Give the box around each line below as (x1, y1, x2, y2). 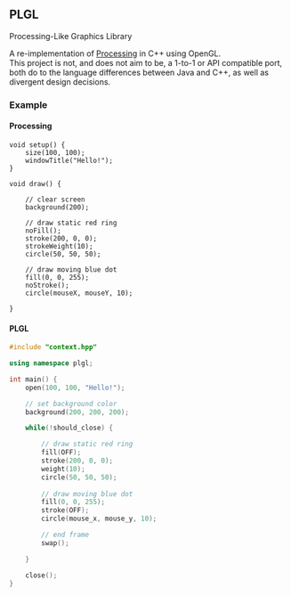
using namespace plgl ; (9, 359, 93, 368)
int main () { (9, 374, 58, 384)
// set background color (25, 399, 117, 408)
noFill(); (25, 226, 62, 235)
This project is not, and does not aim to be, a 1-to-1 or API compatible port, (9, 57, 283, 68)
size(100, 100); (25, 148, 86, 157)
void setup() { (9, 140, 66, 150)
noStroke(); (25, 281, 69, 290)
